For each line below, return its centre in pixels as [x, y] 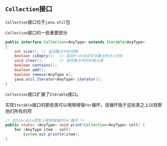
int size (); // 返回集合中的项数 [46, 51]
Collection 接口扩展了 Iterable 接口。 [43, 94]
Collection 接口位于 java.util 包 [38, 22]
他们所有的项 [18, 111]
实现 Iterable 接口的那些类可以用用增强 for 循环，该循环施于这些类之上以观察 [84, 104]
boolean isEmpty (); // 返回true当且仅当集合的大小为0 [68, 56]
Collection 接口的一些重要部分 [36, 32]
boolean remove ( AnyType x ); [44, 74]
